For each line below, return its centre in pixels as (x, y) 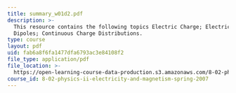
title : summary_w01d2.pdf (45, 14)
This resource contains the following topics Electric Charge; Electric (122, 27)
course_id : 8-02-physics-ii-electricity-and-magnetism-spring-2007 (108, 79)
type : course (26, 40)
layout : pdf (25, 46)
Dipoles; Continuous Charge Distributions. (78, 33)
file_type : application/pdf (48, 59)
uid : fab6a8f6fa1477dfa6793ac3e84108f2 (66, 53)
